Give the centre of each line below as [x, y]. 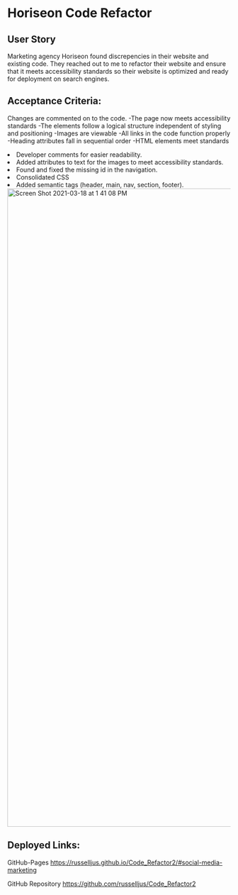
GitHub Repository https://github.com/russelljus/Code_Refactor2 [102, 884]
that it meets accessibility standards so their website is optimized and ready [118, 71]
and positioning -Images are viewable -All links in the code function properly [119, 133]
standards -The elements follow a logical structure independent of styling [114, 126]
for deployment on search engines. [58, 79]
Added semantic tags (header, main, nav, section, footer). [100, 184]
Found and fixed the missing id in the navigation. [87, 169]
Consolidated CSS [43, 177]
